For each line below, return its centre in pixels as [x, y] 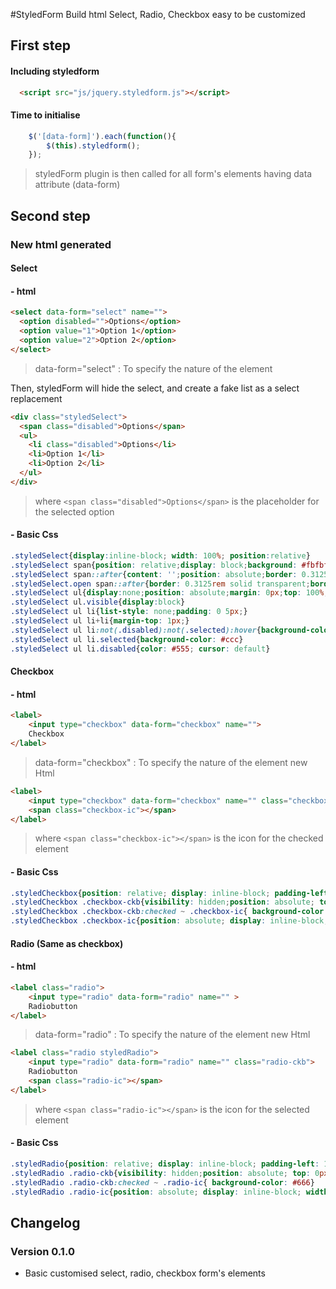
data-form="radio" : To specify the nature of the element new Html [172, 1035]
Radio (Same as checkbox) [67, 943]
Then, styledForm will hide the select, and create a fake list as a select [155, 388]
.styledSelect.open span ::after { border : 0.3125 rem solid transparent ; [160, 584]
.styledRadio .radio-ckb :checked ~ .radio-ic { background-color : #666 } [162, 1182]
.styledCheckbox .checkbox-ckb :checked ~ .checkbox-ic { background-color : [169, 912]
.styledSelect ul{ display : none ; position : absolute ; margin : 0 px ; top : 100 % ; [169, 593]
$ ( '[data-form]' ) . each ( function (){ [102, 136]
